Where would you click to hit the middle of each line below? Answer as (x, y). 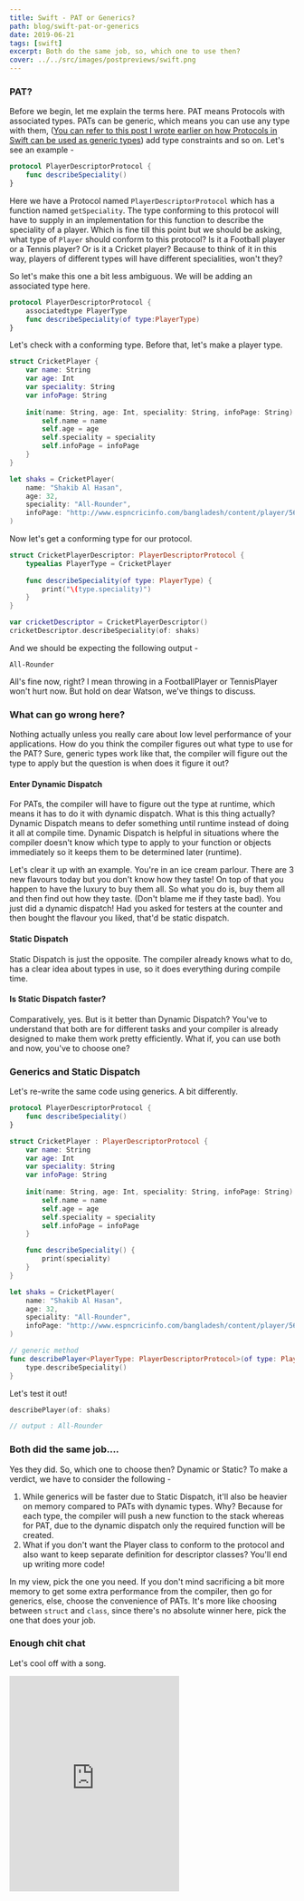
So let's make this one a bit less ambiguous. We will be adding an (131, 276)
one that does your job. (53, 1620)
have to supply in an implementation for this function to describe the (137, 219)
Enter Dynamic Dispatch (56, 784)
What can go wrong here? (67, 715)
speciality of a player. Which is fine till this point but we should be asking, (146, 229)
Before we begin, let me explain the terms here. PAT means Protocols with (147, 112)
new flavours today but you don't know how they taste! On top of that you (147, 880)
